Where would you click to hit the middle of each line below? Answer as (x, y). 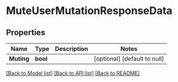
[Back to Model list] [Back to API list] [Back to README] (73, 73)
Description (72, 49)
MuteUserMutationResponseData (89, 11)
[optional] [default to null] (129, 59)
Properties (26, 33)
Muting (19, 59)
